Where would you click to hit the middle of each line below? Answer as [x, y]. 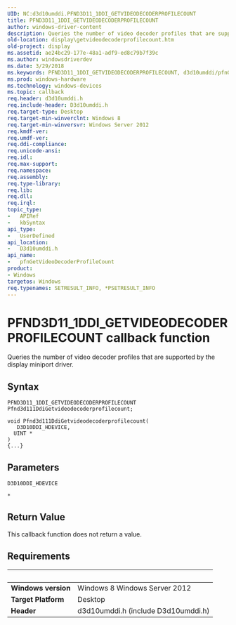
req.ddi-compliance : [38, 145]
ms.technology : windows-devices [54, 86]
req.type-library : [34, 183]
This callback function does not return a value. [75, 534]
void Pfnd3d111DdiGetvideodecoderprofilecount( [78, 421]
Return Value [36, 517]
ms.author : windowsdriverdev [50, 60]
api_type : [22, 229]
